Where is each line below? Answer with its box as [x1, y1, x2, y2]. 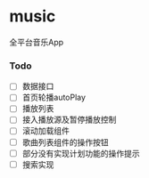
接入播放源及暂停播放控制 [21, 114, 117, 125]
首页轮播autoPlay [21, 92, 87, 103]
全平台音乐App [9, 36, 64, 47]
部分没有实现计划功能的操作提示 [21, 148, 140, 158]
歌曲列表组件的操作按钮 [21, 136, 109, 148]
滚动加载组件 [21, 125, 70, 136]
